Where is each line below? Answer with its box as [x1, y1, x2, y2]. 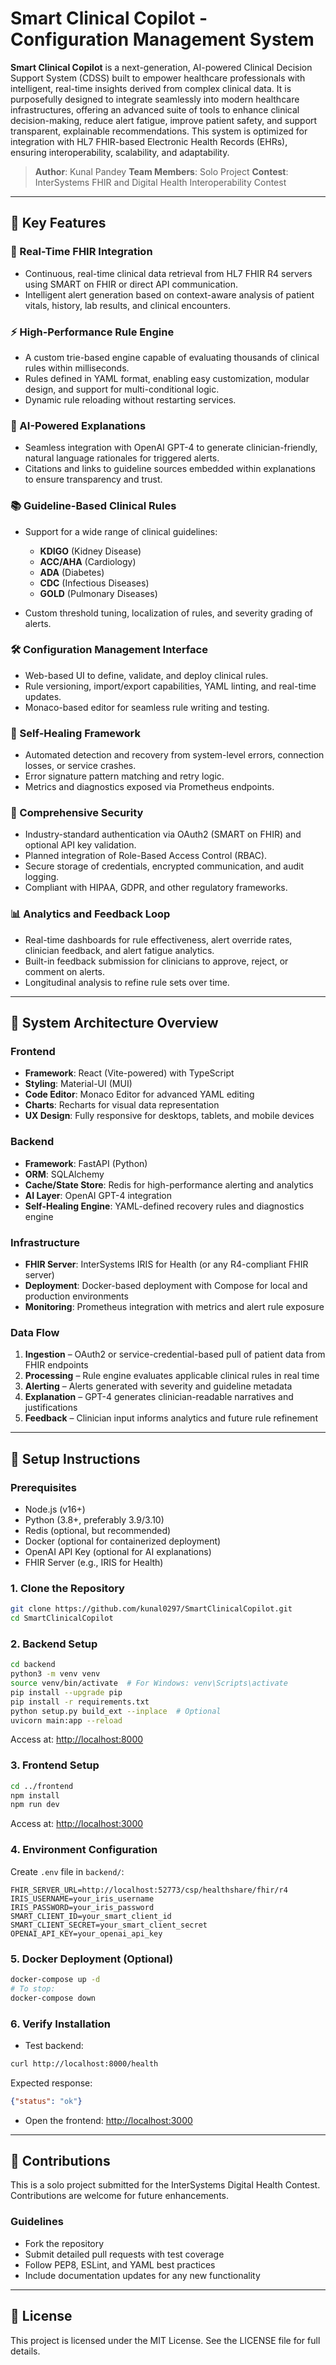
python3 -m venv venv [10, 1669, 101, 1679]
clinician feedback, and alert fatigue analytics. [24, 944, 215, 956]
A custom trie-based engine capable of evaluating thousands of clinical [24, 351, 320, 363]
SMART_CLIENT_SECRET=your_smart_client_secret [10, 1920, 208, 1930]
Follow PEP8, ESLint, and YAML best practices [24, 2258, 216, 2271]
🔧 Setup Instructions [10, 1450, 141, 1467]
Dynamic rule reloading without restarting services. [24, 393, 237, 406]
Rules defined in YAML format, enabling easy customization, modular [24, 372, 310, 384]
